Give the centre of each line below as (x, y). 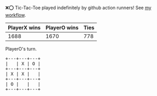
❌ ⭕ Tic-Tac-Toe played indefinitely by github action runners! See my (78, 8)
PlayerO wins (62, 28)
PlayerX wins (24, 28)
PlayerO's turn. (21, 49)
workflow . (16, 15)
